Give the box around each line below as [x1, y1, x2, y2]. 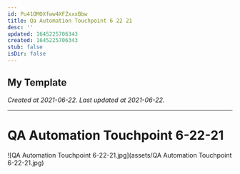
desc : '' [7, 24, 34, 31]
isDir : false [7, 51, 46, 58]
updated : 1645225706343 [7, 30, 79, 38]
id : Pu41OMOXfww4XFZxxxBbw [7, 10, 88, 18]
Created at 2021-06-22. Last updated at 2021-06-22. [7, 96, 165, 104]
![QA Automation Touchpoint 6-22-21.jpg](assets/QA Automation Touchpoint [7, 150, 232, 159]
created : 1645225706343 [7, 37, 79, 44]
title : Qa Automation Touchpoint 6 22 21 [7, 17, 133, 24]
